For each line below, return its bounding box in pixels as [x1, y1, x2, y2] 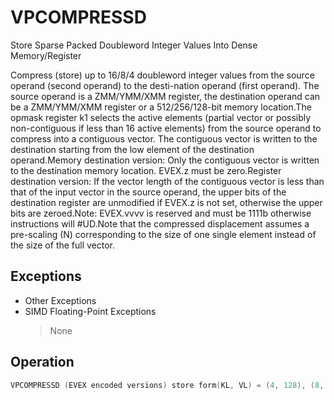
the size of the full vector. [10, 239, 116, 251]
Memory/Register [10, 49, 82, 61]
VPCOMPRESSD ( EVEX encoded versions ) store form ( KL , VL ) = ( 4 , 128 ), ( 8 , [10, 380, 325, 390]
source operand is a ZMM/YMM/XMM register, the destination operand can [10, 90, 321, 102]
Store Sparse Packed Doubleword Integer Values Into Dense [10, 39, 258, 51]
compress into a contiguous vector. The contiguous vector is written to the [10, 132, 318, 145]
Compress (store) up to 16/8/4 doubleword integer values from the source [10, 69, 315, 81]
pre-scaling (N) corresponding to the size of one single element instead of [10, 228, 317, 240]
